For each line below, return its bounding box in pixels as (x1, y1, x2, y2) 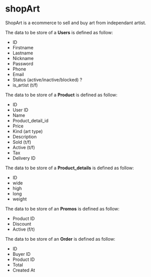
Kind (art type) (12, 128, 43, 134)
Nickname (12, 55, 34, 61)
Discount (12, 221, 32, 227)
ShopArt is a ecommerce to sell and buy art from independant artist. (5, 20, 146, 26)
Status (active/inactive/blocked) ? (12, 77, 83, 83)
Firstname (12, 44, 34, 50)
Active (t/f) (12, 144, 35, 150)
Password (12, 60, 34, 66)
